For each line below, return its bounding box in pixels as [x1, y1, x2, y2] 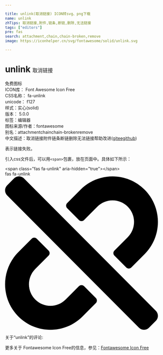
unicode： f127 [5, 98, 35, 105]
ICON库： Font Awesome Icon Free [5, 86, 75, 93]
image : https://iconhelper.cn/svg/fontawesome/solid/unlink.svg [5, 38, 138, 44]
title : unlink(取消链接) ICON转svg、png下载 [5, 11, 91, 16]
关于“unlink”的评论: [5, 334, 44, 340]
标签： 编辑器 [5, 117, 31, 123]
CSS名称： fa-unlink [5, 93, 46, 98]
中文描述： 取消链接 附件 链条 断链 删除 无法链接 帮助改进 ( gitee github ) [5, 135, 137, 141]
